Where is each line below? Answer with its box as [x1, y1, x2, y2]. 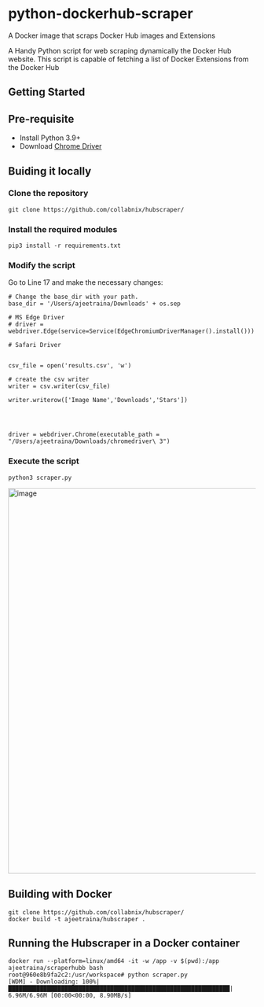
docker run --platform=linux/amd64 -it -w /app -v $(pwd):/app [8, 957, 220, 965]
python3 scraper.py [8, 474, 72, 481]
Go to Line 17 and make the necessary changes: [8, 278, 163, 287]
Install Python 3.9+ [19, 133, 81, 142]
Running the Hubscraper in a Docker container [8, 936, 240, 950]
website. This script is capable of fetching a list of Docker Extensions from [8, 54, 249, 64]
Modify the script [8, 260, 76, 271]
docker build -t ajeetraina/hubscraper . [8, 915, 146, 923]
